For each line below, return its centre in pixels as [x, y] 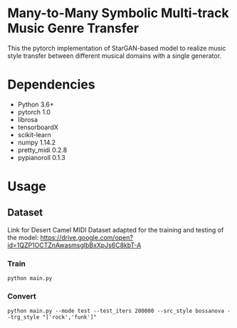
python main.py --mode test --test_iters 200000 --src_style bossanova [116, 311]
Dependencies [51, 85]
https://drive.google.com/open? [87, 237]
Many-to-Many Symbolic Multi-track [118, 13]
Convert [22, 297]
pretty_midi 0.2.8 [42, 150]
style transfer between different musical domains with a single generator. [115, 56]
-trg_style [23, 317]
